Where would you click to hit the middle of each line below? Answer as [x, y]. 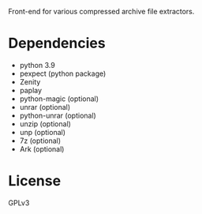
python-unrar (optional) [58, 115]
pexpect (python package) [63, 73]
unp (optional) [42, 132]
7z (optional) [40, 141]
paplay [30, 90]
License [35, 181]
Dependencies [57, 43]
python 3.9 [37, 65]
